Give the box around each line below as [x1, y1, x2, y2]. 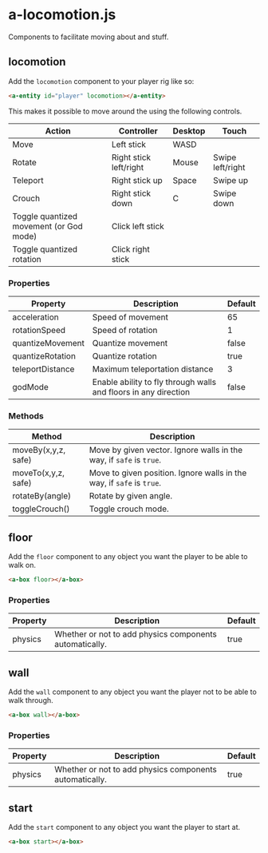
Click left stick [111, 220, 165, 232]
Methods [8, 410, 44, 421]
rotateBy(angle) [12, 490, 72, 502]
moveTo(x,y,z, [12, 467, 65, 478]
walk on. [8, 561, 37, 570]
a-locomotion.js [8, 6, 116, 24]
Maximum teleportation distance [92, 363, 214, 375]
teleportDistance [12, 363, 75, 375]
